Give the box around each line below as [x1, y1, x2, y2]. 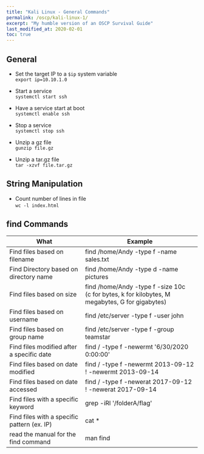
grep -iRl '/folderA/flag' [84, 399, 152, 407]
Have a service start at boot [15, 104, 85, 111]
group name [9, 332, 44, 341]
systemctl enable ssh [15, 111, 70, 117]
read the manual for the [9, 430, 76, 438]
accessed [9, 385, 38, 393]
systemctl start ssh [15, 94, 67, 100]
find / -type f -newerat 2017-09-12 [84, 377, 192, 386]
